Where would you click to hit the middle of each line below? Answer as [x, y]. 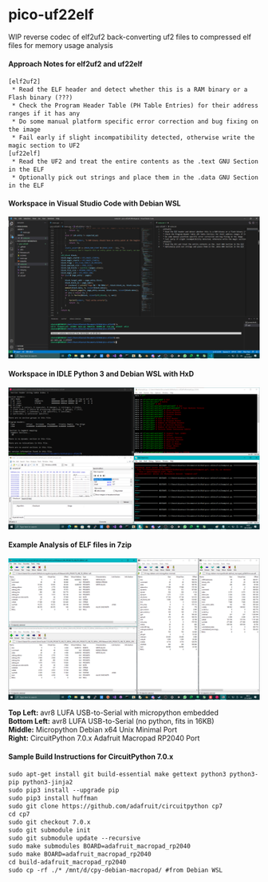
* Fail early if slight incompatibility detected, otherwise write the [133, 138]
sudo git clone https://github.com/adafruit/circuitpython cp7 [116, 806]
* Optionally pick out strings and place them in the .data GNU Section [135, 178]
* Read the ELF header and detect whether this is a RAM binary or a [130, 90]
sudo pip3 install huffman [53, 798]
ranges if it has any [44, 114]
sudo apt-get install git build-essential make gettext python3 [117, 774]
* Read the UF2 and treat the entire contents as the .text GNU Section [135, 162]
